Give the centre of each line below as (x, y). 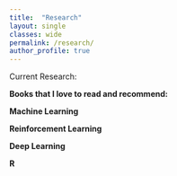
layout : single (38, 26)
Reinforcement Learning (56, 129)
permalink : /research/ (52, 43)
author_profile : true (50, 51)
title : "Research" (46, 18)
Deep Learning (37, 146)
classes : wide (36, 34)
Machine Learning (44, 111)
